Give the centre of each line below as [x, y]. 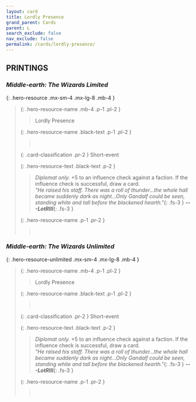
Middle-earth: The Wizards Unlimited [60, 246]
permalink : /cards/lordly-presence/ [51, 45]
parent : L [18, 28]
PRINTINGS [27, 68]
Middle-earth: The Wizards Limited [57, 85]
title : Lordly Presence [35, 17]
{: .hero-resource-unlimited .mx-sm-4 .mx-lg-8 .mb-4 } [73, 259]
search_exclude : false [34, 33]
